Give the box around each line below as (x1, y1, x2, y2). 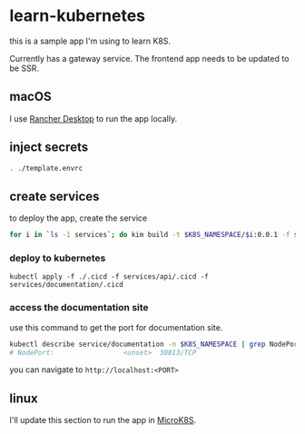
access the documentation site (9, 301, 149, 314)
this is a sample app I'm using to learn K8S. (9, 35, 171, 46)
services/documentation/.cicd (9, 281, 124, 290)
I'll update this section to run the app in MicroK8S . (9, 415, 197, 426)
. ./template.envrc (9, 163, 84, 173)
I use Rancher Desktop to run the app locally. (9, 113, 178, 123)
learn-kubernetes (9, 5, 145, 26)
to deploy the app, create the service (9, 212, 148, 223)
